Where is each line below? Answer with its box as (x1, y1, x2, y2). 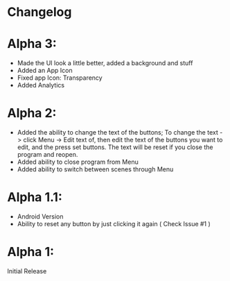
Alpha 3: (7, 36, 57, 52)
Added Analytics (17, 81, 64, 90)
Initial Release (7, 266, 47, 275)
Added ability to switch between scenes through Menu (17, 165, 174, 173)
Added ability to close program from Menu (17, 157, 139, 167)
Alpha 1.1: (7, 189, 62, 205)
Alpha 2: (7, 105, 57, 121)
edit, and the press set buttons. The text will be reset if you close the (17, 143, 213, 151)
